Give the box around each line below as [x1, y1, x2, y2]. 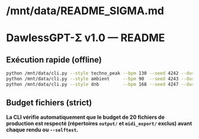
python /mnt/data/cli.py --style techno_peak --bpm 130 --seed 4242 [6, 70, 179, 76]
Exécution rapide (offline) [6, 54, 102, 64]
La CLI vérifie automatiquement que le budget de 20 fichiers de [6, 114, 165, 121]
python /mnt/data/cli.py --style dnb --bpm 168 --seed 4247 [6, 81, 179, 87]
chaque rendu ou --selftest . [6, 126, 79, 133]
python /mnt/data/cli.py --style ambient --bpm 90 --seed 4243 [6, 76, 179, 82]
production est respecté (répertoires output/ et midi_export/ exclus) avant [6, 119, 192, 127]
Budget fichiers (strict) [6, 98, 92, 108]
